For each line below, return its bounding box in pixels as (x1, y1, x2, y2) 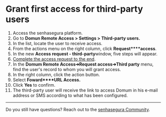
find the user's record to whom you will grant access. (12, 66, 121, 72)
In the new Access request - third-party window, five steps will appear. (12, 50, 158, 57)
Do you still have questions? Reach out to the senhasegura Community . (5, 106, 150, 112)
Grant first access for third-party (5, 3, 143, 15)
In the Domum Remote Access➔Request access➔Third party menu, (12, 61, 154, 67)
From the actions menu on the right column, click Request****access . (12, 46, 157, 51)
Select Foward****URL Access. (12, 77, 81, 83)
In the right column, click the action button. (12, 71, 100, 77)
